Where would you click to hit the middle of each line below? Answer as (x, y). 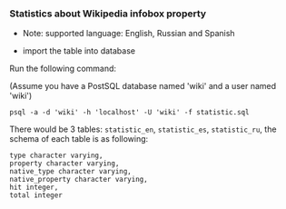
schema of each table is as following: (79, 139)
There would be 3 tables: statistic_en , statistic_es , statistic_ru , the (143, 129)
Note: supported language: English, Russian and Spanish (128, 34)
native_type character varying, (70, 172)
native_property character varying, (79, 180)
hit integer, (34, 188)
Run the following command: (63, 69)
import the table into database (79, 51)
